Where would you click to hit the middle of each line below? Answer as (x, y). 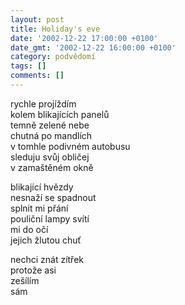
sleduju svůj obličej (50, 157)
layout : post (37, 19)
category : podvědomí (53, 57)
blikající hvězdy (42, 187)
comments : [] (37, 76)
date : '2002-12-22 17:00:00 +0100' (84, 38)
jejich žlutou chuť (46, 240)
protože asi (33, 270)
